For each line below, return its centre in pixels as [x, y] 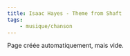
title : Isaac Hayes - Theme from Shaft [65, 13]
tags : [15, 20]
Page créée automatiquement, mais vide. [66, 46]
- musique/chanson [46, 26]
